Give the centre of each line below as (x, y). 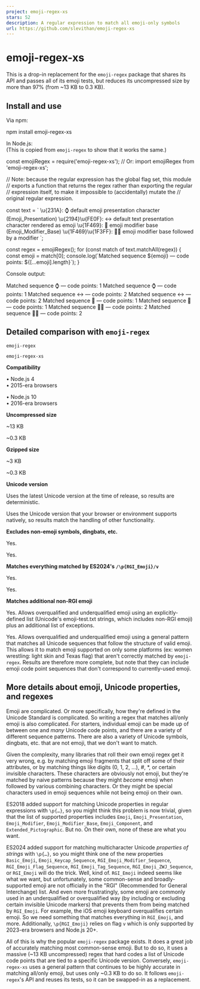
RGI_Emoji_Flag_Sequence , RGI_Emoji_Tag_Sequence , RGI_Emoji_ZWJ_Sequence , (99, 866)
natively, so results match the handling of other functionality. (81, 520)
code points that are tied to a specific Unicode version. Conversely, (89, 960)
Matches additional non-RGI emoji (49, 601)
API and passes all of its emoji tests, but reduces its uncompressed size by (98, 81)
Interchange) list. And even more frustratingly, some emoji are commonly (96, 892)
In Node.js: (19, 143)
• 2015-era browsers (32, 385)
